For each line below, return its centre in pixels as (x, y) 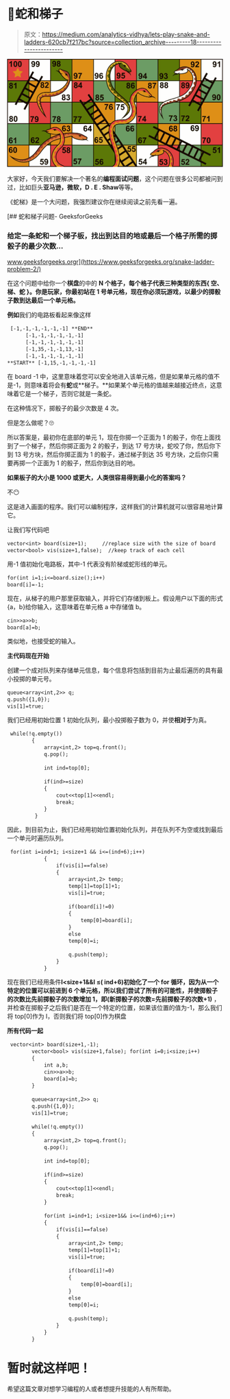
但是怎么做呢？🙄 (30, 423)
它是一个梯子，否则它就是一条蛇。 (67, 393)
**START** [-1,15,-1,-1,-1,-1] (52, 363)
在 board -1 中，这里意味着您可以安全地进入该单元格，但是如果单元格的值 (111, 376)
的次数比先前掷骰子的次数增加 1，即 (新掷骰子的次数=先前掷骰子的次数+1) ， (114, 999)
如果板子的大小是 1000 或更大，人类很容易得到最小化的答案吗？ (97, 478)
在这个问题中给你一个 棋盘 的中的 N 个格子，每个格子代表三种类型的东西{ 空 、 (115, 283)
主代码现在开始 (28, 656)
